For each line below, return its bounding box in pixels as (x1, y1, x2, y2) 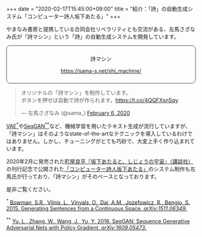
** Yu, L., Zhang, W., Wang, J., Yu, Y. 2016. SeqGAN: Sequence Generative (6, 217, 191, 224)
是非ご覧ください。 (6, 185, 54, 192)
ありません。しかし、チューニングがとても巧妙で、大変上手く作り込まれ (11, 137, 190, 144)
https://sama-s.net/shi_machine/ (60, 67, 141, 74)
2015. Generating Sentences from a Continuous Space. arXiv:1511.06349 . (6, 205, 188, 212)
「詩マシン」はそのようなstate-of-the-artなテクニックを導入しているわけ (6, 130, 188, 137)
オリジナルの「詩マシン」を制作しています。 (20, 89, 131, 96)
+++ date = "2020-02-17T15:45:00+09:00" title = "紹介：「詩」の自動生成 (6, 5, 188, 12)
